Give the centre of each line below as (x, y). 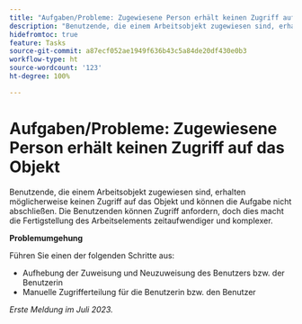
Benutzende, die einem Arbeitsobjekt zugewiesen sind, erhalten (128, 192)
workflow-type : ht (44, 59)
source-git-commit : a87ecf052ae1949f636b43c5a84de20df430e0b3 (128, 51)
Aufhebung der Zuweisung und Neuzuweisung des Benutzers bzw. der (153, 273)
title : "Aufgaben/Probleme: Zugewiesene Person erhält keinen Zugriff (144, 18)
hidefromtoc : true (44, 34)
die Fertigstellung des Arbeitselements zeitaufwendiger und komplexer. (141, 220)
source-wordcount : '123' (56, 68)
